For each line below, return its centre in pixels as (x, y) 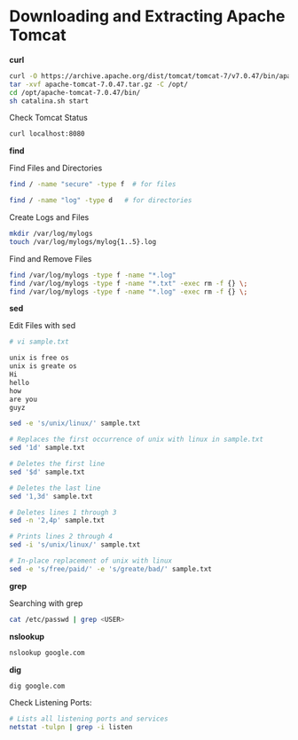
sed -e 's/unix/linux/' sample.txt (75, 423)
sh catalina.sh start (49, 101)
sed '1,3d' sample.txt (51, 496)
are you (24, 399)
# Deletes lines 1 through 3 (63, 512)
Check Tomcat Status (49, 118)
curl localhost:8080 (47, 134)
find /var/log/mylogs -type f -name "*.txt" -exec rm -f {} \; (129, 283)
